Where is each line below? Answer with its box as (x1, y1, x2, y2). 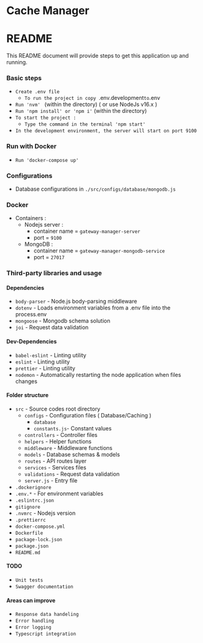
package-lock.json (15, 536, 63, 542)
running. (6, 59, 28, 66)
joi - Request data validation (15, 324, 89, 331)
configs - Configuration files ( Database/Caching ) (24, 411, 151, 419)
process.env (15, 311, 47, 318)
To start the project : (15, 115, 77, 121)
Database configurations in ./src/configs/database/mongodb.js (15, 185, 176, 193)
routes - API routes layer (24, 457, 87, 465)
